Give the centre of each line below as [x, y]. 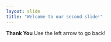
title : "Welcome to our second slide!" [55, 17]
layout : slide [23, 11]
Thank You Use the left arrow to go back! [56, 33]
